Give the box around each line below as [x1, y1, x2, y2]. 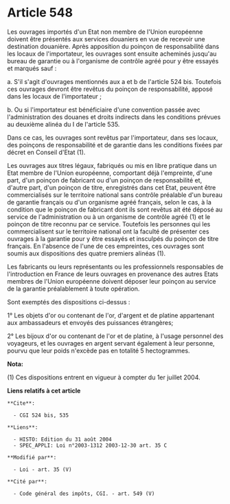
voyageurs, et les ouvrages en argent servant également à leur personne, [7, 339, 215, 347]
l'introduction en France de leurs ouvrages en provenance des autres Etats [7, 270, 218, 278]
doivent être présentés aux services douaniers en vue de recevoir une [7, 34, 206, 43]
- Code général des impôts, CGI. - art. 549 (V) [13, 490, 155, 497]
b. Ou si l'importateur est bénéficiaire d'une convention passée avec [7, 105, 200, 114]
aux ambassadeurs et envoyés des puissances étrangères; [7, 318, 174, 326]
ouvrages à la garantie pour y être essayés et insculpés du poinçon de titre [7, 234, 219, 242]
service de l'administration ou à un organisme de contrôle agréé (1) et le [7, 212, 211, 221]
